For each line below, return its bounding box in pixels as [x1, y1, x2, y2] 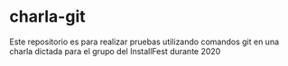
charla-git [9, 6, 86, 27]
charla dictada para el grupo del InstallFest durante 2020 [9, 45, 221, 56]
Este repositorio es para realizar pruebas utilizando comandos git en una [9, 36, 280, 47]
